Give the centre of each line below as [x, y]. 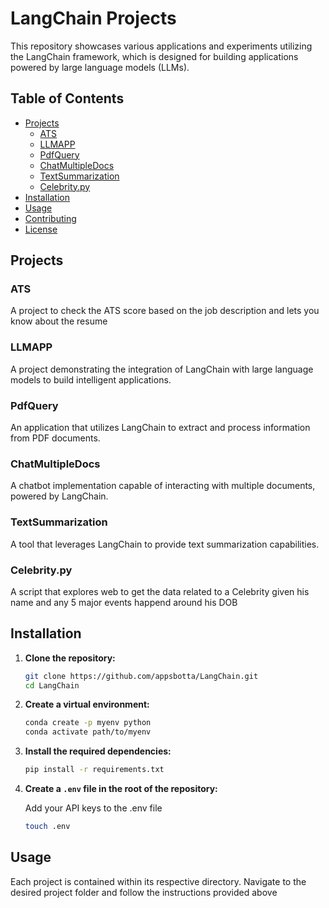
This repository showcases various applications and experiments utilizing [161, 46]
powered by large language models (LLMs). [100, 67]
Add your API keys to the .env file [93, 808]
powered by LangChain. [59, 496]
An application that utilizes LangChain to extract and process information [160, 428]
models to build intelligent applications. [91, 379]
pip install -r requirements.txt [94, 770]
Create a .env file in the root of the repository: [121, 789]
